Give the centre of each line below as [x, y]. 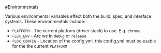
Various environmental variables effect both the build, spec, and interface [78, 16]
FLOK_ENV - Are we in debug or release [49, 36]
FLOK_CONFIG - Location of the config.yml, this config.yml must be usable [84, 41]
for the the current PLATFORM [40, 46]
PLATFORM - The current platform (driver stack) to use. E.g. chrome [76, 31]
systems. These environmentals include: [45, 21]
